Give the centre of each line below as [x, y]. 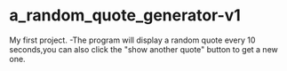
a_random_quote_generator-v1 [125, 16]
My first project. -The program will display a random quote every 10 [132, 40]
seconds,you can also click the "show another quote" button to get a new [143, 49]
